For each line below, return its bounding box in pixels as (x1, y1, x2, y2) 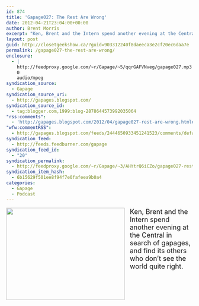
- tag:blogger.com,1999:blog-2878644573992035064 (11, 108, 136, 114)
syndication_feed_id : (6, 147, 60, 153)
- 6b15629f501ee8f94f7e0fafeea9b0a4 (11, 175, 102, 181)
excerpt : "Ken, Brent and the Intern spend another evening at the (6, 31, 176, 37)
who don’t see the (130, 254, 187, 263)
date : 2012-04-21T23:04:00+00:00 (6, 20, 89, 26)
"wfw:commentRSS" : (6, 125, 52, 131)
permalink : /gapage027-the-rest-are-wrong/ (6, 48, 115, 53)
